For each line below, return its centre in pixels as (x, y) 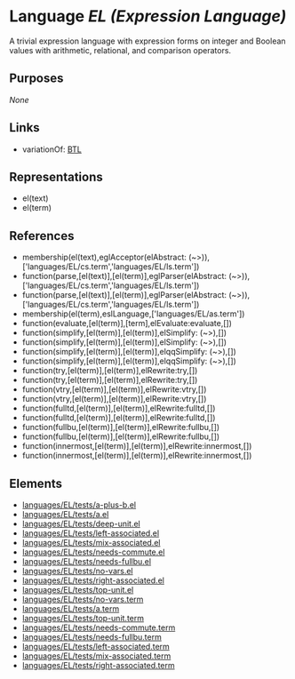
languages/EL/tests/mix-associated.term (96, 656)
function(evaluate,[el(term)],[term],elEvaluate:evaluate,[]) (127, 324)
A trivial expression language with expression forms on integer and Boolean (147, 41)
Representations (56, 176)
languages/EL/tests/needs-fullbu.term (92, 637)
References (42, 236)
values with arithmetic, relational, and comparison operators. (120, 50)
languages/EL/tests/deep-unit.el (81, 523)
